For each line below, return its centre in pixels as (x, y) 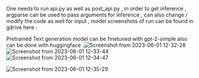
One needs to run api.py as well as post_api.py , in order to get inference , (96, 9)
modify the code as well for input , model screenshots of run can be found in (100, 21)
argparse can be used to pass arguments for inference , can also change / (97, 15)
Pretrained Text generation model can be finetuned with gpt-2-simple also (97, 39)
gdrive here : (22, 27)
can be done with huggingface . (45, 45)
